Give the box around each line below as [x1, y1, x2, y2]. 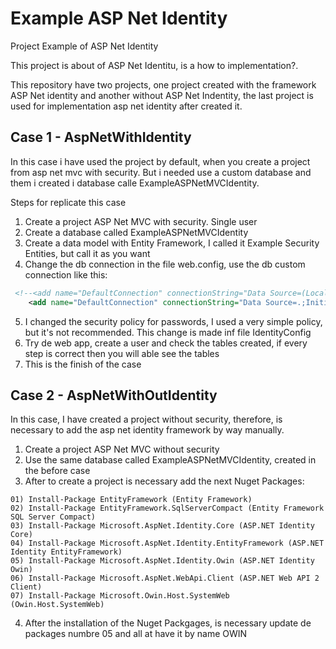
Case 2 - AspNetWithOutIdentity [10, 387, 218, 404]
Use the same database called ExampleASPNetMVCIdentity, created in [24, 454, 317, 466]
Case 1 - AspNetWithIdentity [10, 129, 192, 146]
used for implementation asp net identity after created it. [10, 100, 243, 112]
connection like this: [24, 268, 108, 281]
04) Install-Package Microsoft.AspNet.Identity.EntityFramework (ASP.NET [10, 538, 325, 549]
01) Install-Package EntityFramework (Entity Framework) [10, 495, 253, 505]
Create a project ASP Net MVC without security [24, 443, 220, 456]
